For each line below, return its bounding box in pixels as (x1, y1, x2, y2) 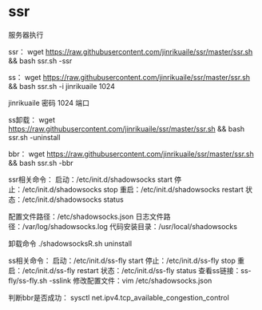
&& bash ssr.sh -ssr (8, 55, 73, 66)
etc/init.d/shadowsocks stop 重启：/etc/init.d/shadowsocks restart (25, 184, 244, 194)
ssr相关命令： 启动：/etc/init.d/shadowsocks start (8, 175, 173, 184)
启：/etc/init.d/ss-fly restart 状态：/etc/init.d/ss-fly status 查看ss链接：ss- (8, 265, 252, 275)
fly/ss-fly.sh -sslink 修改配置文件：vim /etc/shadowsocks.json (8, 276, 212, 285)
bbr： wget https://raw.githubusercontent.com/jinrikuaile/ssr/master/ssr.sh (8, 149, 254, 159)
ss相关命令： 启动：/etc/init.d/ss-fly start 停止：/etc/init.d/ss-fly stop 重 (8, 256, 245, 265)
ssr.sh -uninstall (8, 132, 62, 142)
